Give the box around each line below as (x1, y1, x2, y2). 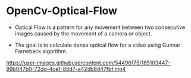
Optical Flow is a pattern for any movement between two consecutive (14, 24, 186, 31)
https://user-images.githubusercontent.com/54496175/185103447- (6, 59, 171, 66)
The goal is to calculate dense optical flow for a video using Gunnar (14, 41, 181, 48)
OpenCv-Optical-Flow (6, 4, 118, 18)
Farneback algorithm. (14, 47, 67, 54)
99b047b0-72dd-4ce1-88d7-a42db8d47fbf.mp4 (6, 65, 126, 72)
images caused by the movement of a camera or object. (14, 30, 152, 37)
